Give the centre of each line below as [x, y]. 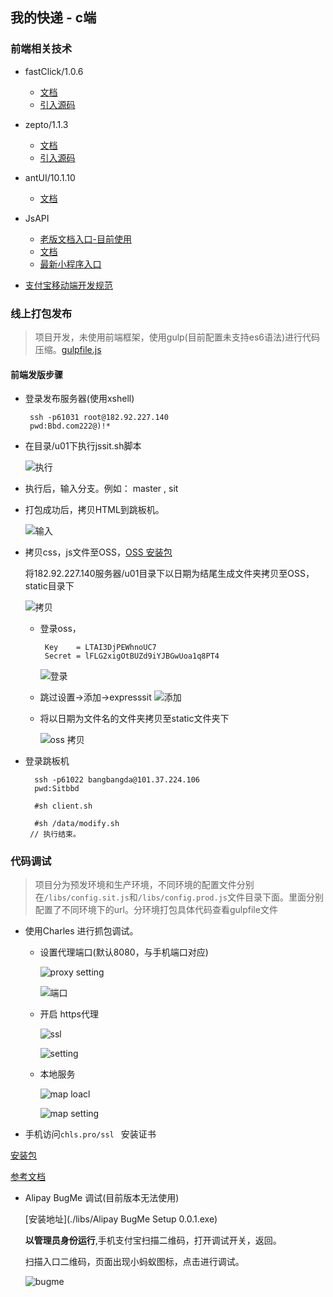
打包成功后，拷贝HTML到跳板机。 [94, 510]
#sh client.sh [63, 806]
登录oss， [60, 629]
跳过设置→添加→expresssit [95, 697]
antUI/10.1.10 [50, 177]
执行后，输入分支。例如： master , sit [101, 489]
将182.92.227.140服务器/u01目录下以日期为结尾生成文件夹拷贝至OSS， [169, 574]
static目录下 [49, 586]
